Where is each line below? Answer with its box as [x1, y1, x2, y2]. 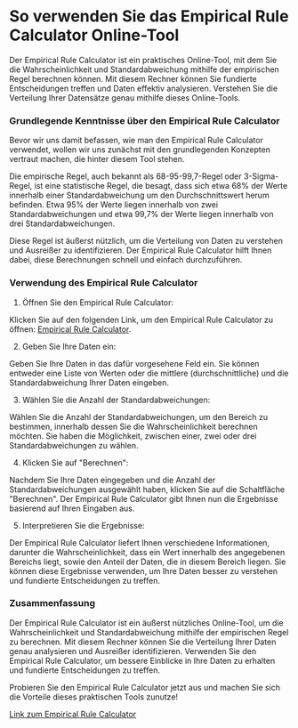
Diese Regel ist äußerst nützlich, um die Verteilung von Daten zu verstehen [9, 236, 283, 247]
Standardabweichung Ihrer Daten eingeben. [9, 376, 169, 388]
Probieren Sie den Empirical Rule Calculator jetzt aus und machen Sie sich [9, 682, 281, 692]
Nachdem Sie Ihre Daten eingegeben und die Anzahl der [9, 474, 216, 485]
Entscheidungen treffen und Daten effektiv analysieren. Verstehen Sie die [9, 83, 278, 93]
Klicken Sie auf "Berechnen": [21, 457, 129, 468]
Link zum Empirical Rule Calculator [9, 708, 137, 719]
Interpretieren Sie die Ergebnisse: [21, 520, 145, 530]
